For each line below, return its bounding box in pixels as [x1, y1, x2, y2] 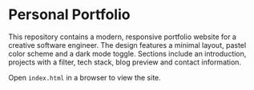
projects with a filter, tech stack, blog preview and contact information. [8, 57, 242, 67]
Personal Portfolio [8, 6, 131, 24]
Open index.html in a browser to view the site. [8, 72, 162, 82]
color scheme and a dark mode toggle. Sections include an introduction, [8, 49, 247, 58]
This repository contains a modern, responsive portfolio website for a [8, 32, 236, 41]
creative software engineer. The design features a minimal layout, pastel [8, 40, 247, 49]
